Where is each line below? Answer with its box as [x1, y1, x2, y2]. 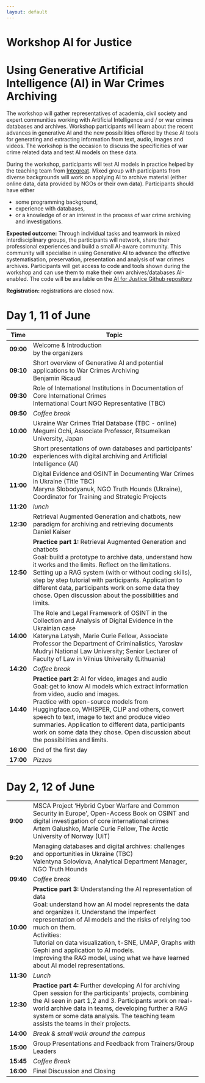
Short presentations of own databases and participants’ [32, 444, 192, 453]
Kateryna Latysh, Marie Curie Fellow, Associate [32, 631, 168, 640]
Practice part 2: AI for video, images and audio [32, 674, 168, 683]
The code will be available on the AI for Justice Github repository [29, 275, 193, 282]
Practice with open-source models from [32, 697, 148, 705]
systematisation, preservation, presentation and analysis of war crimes [6, 255, 184, 263]
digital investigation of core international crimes [32, 816, 170, 825]
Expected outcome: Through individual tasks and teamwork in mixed [6, 229, 181, 237]
